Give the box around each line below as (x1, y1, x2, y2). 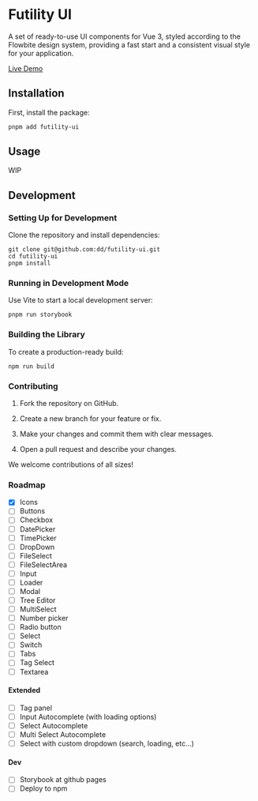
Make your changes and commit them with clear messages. (19, 429, 215, 439)
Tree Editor (19, 596, 56, 605)
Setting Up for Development (8, 212, 118, 223)
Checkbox (19, 515, 54, 525)
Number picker (19, 614, 69, 623)
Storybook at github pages (19, 775, 107, 784)
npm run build (8, 362, 55, 370)
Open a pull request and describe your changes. (19, 445, 178, 454)
